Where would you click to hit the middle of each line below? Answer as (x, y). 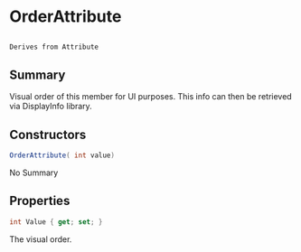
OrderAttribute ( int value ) (62, 155)
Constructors (48, 134)
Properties (40, 201)
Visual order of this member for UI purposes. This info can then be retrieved (150, 97)
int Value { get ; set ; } (56, 222)
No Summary (34, 173)
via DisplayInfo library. (51, 107)
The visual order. (41, 239)
